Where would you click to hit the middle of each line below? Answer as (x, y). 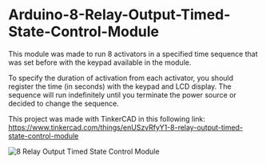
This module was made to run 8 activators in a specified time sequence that (133, 54)
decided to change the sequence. (64, 103)
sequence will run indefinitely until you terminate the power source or (123, 94)
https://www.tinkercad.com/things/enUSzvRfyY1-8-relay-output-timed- (126, 127)
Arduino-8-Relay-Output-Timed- (119, 15)
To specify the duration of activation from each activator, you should (121, 78)
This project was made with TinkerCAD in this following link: (107, 118)
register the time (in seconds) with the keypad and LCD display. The (120, 86)
